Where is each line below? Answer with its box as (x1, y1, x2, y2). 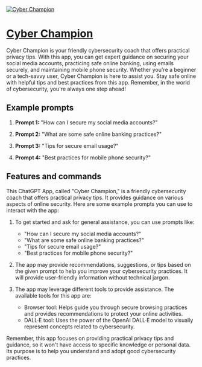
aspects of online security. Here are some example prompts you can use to (6, 200, 193, 208)
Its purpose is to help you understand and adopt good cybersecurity (6, 347, 176, 354)
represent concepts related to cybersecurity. (24, 323, 135, 330)
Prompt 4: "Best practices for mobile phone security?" (14, 154, 151, 161)
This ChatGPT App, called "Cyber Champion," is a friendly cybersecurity (6, 187, 186, 194)
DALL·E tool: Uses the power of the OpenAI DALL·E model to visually (24, 316, 194, 324)
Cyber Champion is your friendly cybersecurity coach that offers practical (6, 46, 190, 54)
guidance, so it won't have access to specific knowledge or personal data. (6, 341, 191, 348)
